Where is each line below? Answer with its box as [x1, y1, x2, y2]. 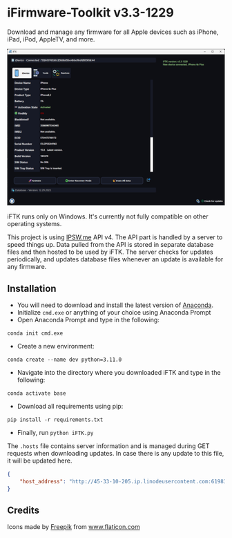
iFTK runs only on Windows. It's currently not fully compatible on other [7, 212, 209, 221]
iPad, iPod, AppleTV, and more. [7, 35, 95, 43]
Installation [7, 282, 57, 295]
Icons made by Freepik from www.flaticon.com [7, 523, 140, 531]
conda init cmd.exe [7, 330, 64, 337]
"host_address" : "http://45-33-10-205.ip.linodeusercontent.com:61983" [19, 478, 230, 485]
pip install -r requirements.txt [7, 416, 104, 423]
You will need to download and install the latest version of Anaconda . [17, 301, 214, 309]
